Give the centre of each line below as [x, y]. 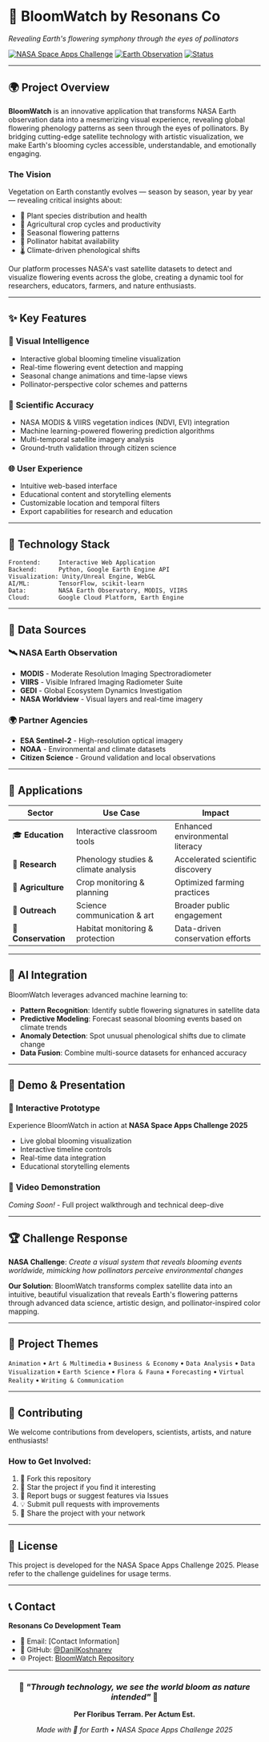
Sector [40, 813]
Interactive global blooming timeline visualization [100, 359]
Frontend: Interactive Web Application [82, 563]
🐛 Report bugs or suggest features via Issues [94, 1495]
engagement [199, 915]
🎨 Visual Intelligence [49, 341]
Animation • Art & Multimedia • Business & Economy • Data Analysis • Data [132, 1363]
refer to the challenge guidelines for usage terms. [90, 1574]
